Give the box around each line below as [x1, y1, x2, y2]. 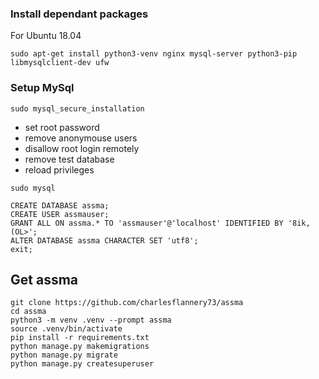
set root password [24, 121, 100, 133]
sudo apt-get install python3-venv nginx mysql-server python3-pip [10, 49, 298, 59]
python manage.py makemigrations [10, 342, 150, 352]
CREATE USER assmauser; [10, 209, 110, 219]
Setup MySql [10, 81, 75, 95]
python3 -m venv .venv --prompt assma [10, 315, 172, 326]
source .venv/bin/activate [10, 324, 123, 334]
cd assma [10, 307, 47, 317]
